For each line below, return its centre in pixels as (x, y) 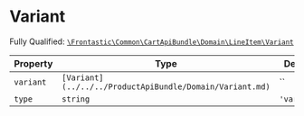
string (76, 99)
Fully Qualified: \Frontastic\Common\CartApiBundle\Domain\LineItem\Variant (152, 41)
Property (33, 63)
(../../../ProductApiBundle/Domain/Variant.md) (166, 86)
